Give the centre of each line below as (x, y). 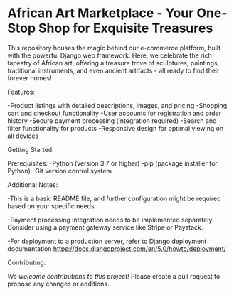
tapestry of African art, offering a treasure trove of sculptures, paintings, (113, 63)
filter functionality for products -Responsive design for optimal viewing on (116, 128)
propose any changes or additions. (58, 284)
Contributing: (27, 262)
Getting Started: (31, 149)
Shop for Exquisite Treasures (126, 28)
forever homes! (30, 78)
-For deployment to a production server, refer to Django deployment (107, 241)
